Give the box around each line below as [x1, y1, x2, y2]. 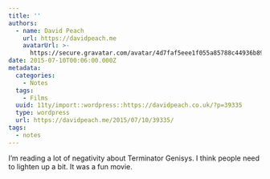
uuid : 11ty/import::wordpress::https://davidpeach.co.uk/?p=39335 [15, 101, 243, 109]
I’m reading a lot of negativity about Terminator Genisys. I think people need [8, 153, 260, 163]
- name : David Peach [15, 26, 84, 35]
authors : [8, 19, 38, 27]
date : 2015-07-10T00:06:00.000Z [8, 57, 117, 65]
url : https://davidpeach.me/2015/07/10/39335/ [15, 116, 174, 124]
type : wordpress [15, 109, 70, 117]
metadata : [8, 64, 42, 72]
